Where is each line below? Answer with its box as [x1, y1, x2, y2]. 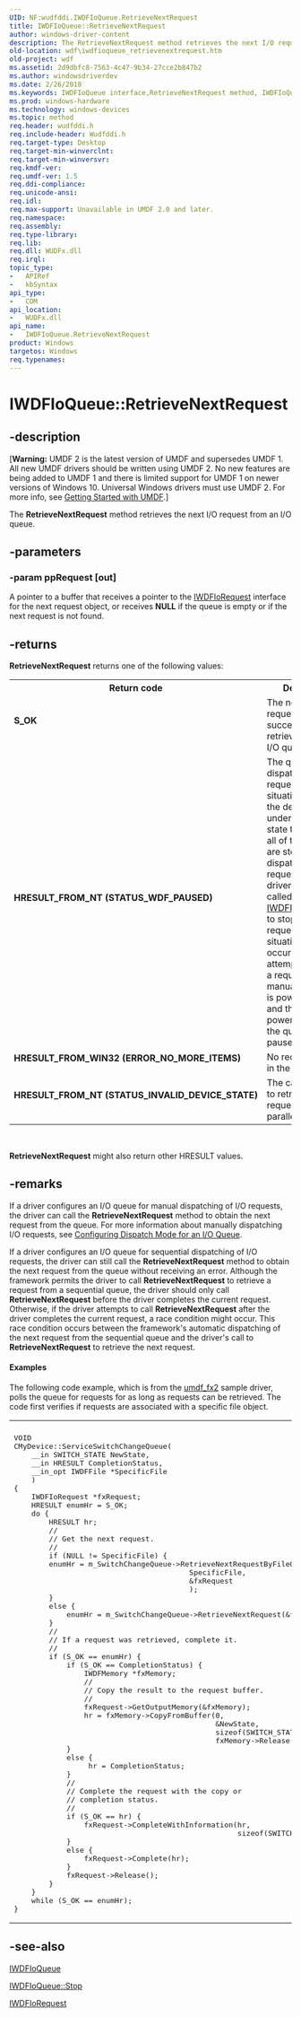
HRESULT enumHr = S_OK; [30, 1500, 128, 1510]
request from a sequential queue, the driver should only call [9, 1284, 230, 1295]
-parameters [9, 544, 82, 559]
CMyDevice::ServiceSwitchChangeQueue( [13, 1442, 172, 1452]
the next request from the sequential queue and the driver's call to [9, 1332, 254, 1342]
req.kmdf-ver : [9, 163, 63, 172]
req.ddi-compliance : [9, 180, 87, 189]
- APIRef [9, 272, 50, 281]
